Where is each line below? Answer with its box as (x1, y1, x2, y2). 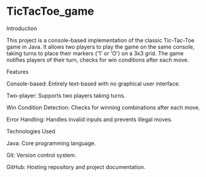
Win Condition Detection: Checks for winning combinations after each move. (6, 103, 200, 111)
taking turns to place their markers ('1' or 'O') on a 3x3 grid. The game (6, 49, 184, 57)
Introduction (6, 25, 38, 32)
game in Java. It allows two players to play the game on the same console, (6, 43, 195, 50)
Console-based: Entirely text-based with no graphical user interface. (6, 80, 180, 87)
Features (6, 68, 29, 75)
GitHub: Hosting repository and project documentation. (6, 163, 146, 170)
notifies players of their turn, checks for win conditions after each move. (6, 56, 189, 63)
